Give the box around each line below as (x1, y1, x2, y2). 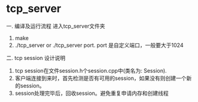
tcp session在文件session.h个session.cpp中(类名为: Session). (14, 67, 167, 74)
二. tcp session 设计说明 (6, 54, 66, 61)
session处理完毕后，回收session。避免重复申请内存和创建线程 (14, 89, 169, 97)
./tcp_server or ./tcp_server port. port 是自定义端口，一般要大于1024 (14, 41, 184, 49)
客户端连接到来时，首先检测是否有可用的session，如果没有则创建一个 (14, 74, 187, 82)
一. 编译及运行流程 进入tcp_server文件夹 (6, 22, 106, 29)
